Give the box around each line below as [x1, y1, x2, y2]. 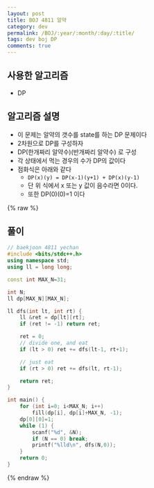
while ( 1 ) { [19, 422, 54, 429]
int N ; [7, 289, 26, 296]
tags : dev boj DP [7, 36, 58, 43]
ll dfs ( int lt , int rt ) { [7, 308, 82, 314]
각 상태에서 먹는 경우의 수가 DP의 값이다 [17, 156, 126, 165]
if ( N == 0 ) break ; [32, 435, 89, 442]
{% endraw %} [7, 473, 50, 482]
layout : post [7, 10, 45, 17]
